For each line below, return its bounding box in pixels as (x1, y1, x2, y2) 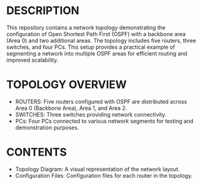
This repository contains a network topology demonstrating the (6, 24, 166, 31)
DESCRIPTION (6, 4, 80, 18)
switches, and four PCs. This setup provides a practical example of (6, 43, 176, 51)
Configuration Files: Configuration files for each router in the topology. (15, 172, 193, 179)
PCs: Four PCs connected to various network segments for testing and (15, 117, 194, 125)
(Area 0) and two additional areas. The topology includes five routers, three (6, 37, 196, 44)
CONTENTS (6, 145, 67, 159)
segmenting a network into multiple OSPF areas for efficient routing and (6, 49, 188, 57)
